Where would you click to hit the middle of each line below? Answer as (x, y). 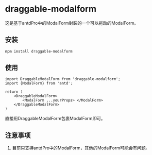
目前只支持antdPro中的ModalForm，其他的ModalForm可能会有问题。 (81, 148)
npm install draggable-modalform (39, 51)
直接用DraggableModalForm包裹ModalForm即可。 (55, 119)
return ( (14, 92)
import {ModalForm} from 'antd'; (39, 84)
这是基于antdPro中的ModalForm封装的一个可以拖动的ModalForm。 (72, 23)
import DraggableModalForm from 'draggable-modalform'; (63, 79)
